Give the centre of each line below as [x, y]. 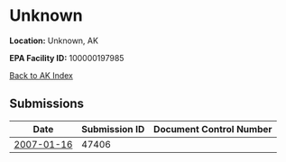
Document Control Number [212, 129]
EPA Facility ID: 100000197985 [67, 58]
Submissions [46, 104]
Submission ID [113, 129]
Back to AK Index [42, 75]
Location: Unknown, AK [54, 40]
